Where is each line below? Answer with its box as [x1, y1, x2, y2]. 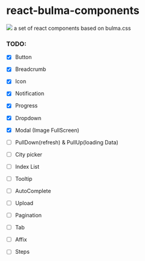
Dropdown [14, 114, 42, 121]
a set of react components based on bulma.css [13, 24, 131, 32]
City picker [14, 151, 42, 158]
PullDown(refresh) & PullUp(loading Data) [14, 138, 119, 146]
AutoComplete [14, 187, 51, 194]
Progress [14, 102, 38, 109]
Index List [14, 163, 40, 170]
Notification [14, 90, 44, 97]
